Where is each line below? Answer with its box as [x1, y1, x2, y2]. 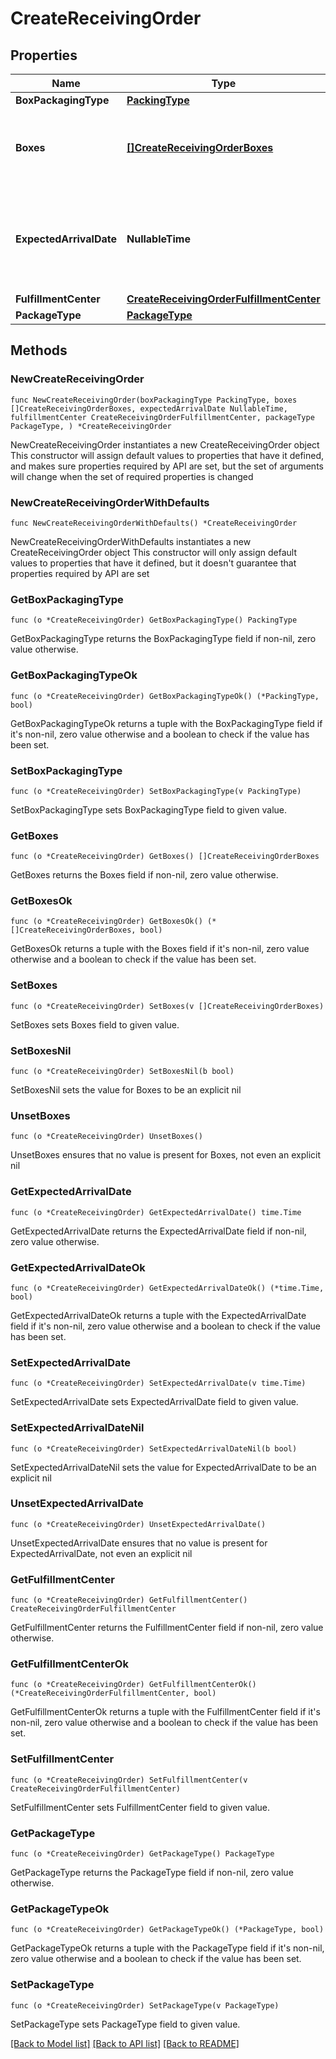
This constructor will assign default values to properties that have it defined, [10, 449, 325, 461]
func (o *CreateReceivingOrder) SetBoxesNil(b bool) [10, 1067, 235, 1077]
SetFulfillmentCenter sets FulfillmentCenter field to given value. [10, 1801, 271, 1813]
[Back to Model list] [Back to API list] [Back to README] [10, 2037, 240, 2049]
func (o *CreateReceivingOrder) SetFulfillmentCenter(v [10, 1775, 248, 1785]
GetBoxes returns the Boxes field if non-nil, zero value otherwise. [10, 869, 279, 881]
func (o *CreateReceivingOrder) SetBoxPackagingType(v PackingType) [10, 786, 302, 796]
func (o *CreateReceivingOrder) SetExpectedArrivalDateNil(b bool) [10, 1443, 298, 1454]
